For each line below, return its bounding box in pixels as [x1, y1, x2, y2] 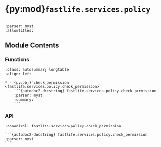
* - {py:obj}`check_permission [5, 80, 69, 85]
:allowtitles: [5, 28, 34, 33]
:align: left [5, 71, 32, 76]
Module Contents [5, 42, 59, 50]
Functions [5, 56, 29, 63]
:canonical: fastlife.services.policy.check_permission [5, 124, 121, 128]
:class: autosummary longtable [5, 67, 69, 72]
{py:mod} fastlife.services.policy [5, 3, 151, 15]
